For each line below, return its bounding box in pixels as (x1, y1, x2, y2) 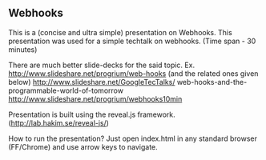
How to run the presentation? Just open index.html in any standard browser (8, 134, 258, 143)
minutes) (8, 44, 38, 54)
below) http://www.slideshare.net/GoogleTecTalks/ (8, 77, 175, 86)
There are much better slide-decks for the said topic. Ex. (8, 60, 195, 70)
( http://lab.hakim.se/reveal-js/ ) (8, 118, 110, 127)
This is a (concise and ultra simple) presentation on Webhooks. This (8, 27, 232, 37)
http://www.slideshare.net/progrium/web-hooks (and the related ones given (8, 68, 259, 78)
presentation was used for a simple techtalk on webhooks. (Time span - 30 (8, 36, 256, 46)
